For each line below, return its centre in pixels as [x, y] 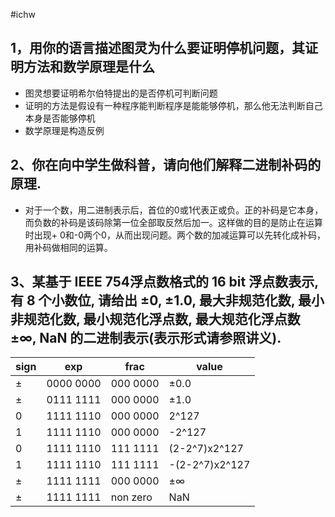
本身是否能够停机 [60, 118]
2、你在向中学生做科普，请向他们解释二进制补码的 [166, 165]
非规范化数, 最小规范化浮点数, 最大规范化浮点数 [155, 319]
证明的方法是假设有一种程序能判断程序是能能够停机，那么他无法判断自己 [173, 105]
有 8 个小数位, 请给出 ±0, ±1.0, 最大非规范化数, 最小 [167, 300]
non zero [131, 497]
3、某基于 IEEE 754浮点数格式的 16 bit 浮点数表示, [164, 282]
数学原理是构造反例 [64, 130]
